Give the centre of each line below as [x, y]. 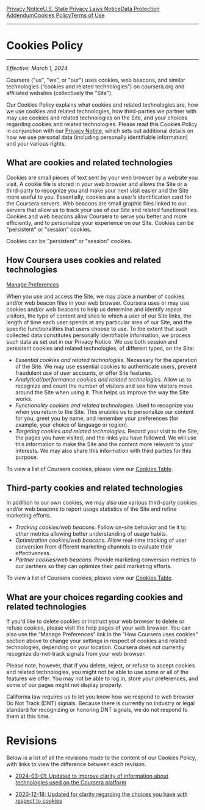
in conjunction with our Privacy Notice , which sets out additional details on [100, 130]
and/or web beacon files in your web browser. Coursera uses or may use [98, 303]
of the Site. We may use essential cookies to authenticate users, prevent [106, 366]
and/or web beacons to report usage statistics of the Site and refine [92, 509]
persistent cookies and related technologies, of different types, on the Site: [100, 348]
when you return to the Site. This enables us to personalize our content [104, 411]
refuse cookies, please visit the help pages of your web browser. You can [99, 628]
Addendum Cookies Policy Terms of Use [56, 15]
